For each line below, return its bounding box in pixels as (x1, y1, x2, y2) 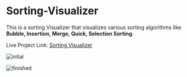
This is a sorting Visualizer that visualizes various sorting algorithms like (6, 24, 182, 31)
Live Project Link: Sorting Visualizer (6, 41, 93, 49)
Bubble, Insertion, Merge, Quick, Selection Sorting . (6, 30, 134, 37)
